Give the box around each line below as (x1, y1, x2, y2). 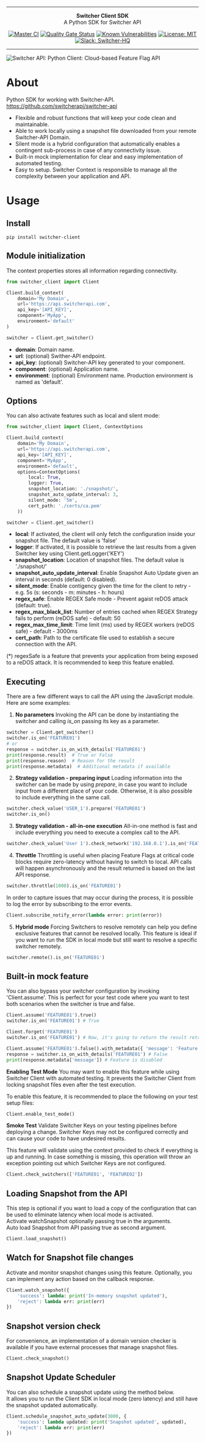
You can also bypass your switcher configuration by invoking (6, 987, 160, 994)
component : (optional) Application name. (15, 365, 120, 373)
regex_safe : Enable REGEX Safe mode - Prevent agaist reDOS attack (15, 595, 189, 602)
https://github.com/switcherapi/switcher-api (6, 102, 118, 110)
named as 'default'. (15, 378, 64, 385)
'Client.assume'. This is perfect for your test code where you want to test (6, 994, 189, 1001)
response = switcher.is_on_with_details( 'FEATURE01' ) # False (6, 1051, 168, 1057)
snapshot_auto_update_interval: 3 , (28, 491, 119, 498)
